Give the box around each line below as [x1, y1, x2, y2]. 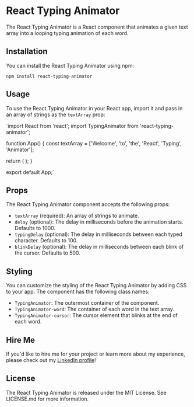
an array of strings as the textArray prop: [6, 111, 105, 118]
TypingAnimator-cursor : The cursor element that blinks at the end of [14, 312, 178, 319]
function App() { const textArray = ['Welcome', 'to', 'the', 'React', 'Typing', [6, 140, 182, 147]
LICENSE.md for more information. [6, 395, 89, 402]
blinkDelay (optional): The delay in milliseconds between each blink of [14, 243, 184, 251]
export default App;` [6, 168, 54, 176]
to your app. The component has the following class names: [6, 288, 150, 295]
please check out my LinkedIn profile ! [6, 357, 96, 363]
